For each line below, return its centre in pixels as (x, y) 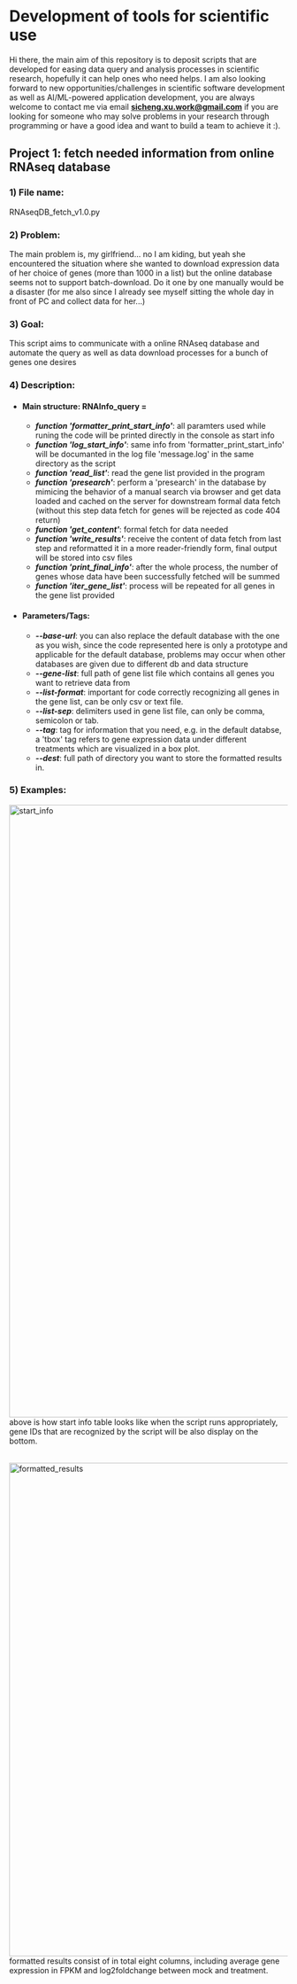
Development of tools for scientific (139, 16)
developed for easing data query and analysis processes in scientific (134, 69)
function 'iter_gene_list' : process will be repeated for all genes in (155, 586)
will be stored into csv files (84, 558)
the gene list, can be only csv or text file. (109, 701)
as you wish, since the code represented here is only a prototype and (161, 645)
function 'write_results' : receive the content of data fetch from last (158, 539)
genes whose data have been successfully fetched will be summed (157, 577)
